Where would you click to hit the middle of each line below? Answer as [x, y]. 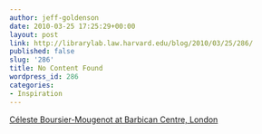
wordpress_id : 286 [44, 77]
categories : [32, 85]
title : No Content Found [56, 69]
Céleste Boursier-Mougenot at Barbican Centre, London [114, 120]
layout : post [34, 34]
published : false [42, 52]
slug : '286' [32, 60]
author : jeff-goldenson [54, 18]
